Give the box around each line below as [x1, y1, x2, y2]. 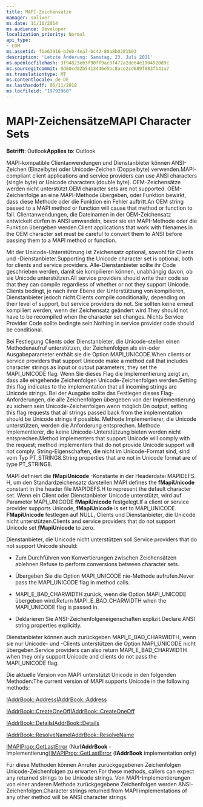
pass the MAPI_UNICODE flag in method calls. [15, 578, 130, 586]
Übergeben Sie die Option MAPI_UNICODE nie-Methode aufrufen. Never [15, 572, 195, 580]
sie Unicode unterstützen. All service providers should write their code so [6, 274, 188, 282]
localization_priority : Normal [6, 32, 85, 38]
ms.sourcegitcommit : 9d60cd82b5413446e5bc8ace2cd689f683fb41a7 [6, 65, 170, 72]
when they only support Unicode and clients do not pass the [6, 653, 157, 660]
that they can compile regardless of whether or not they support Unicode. [6, 280, 191, 288]
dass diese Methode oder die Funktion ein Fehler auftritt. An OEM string [6, 198, 184, 205]
